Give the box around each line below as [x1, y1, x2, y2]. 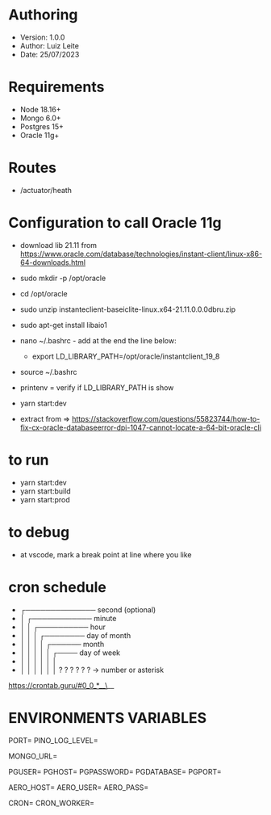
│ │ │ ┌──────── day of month [19, 630, 131, 640]
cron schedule [8, 578, 107, 596]
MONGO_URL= [8, 751, 58, 761]
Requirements [8, 78, 105, 96]
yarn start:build [19, 486, 71, 496]
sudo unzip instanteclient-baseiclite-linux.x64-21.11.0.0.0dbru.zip [19, 305, 236, 314]
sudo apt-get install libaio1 [19, 320, 107, 330]
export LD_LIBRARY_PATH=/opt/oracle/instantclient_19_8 [31, 351, 220, 361]
